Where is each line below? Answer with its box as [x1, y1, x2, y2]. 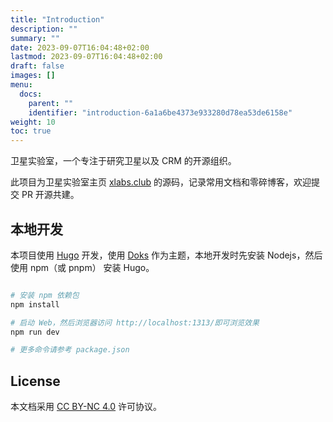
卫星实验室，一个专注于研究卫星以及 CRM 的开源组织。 [10, 155, 237, 167]
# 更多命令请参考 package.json [10, 345, 130, 355]
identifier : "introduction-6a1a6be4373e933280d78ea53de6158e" [28, 107, 293, 118]
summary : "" [10, 33, 60, 43]
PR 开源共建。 [21, 189, 80, 201]
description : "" [10, 24, 78, 34]
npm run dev [10, 327, 60, 337]
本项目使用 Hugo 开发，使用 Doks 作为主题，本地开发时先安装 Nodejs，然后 [10, 249, 323, 261]
